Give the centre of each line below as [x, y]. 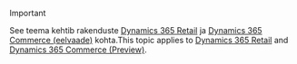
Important [28, 13]
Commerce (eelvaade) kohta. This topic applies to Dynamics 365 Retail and [149, 40]
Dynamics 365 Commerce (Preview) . [78, 50]
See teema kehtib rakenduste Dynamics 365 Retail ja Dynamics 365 [136, 30]
